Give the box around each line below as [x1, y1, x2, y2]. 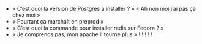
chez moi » [12, 11, 40, 19]
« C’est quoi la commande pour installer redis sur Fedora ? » [12, 24, 164, 31]
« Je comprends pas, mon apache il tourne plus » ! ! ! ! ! [12, 31, 153, 38]
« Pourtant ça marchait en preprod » [12, 18, 104, 25]
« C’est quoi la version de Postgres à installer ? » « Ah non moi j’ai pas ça [12, 5, 196, 12]
